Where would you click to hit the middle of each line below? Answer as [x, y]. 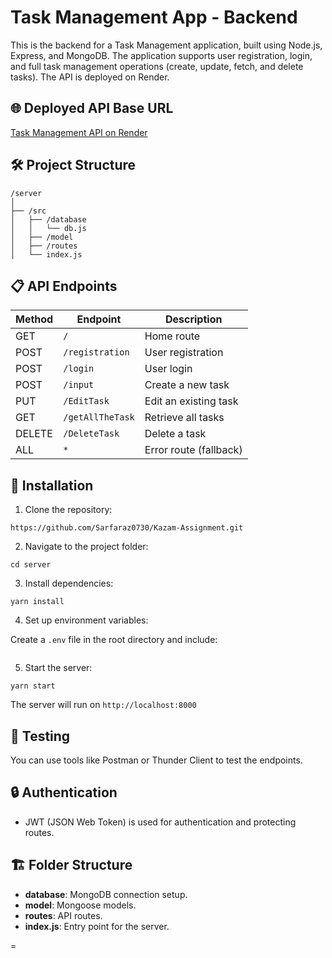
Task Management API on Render [79, 132]
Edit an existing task [191, 401]
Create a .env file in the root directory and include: [114, 640]
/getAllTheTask [99, 417]
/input [79, 385]
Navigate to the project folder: [86, 547]
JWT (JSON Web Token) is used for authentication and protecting [160, 822]
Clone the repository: [68, 510]
